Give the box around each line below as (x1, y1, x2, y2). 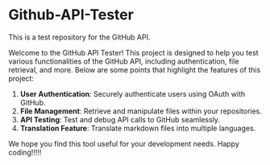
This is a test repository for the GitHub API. (8, 32, 151, 42)
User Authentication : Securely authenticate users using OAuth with (19, 89, 246, 98)
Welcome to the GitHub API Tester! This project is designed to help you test (8, 47, 260, 57)
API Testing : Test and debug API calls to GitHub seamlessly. (19, 114, 220, 124)
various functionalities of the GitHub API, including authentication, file (8, 56, 239, 66)
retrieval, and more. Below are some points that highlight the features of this (8, 64, 261, 74)
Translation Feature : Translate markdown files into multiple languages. (19, 123, 256, 133)
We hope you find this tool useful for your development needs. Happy (8, 138, 240, 148)
